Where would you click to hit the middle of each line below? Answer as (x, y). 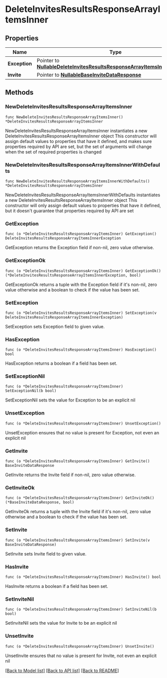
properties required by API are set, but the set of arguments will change (79, 146)
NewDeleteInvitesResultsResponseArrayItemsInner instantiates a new (76, 131)
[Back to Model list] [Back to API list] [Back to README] (62, 671)
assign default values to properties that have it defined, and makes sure (79, 141)
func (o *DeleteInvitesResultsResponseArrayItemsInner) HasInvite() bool (83, 577)
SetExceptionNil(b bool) (31, 391)
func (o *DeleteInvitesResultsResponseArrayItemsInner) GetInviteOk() (80, 498)
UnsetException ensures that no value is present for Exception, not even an (82, 432)
